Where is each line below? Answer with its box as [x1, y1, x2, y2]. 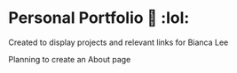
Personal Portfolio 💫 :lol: [8, 8, 190, 28]
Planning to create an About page [8, 54, 131, 64]
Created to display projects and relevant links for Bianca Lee [8, 37, 229, 47]
